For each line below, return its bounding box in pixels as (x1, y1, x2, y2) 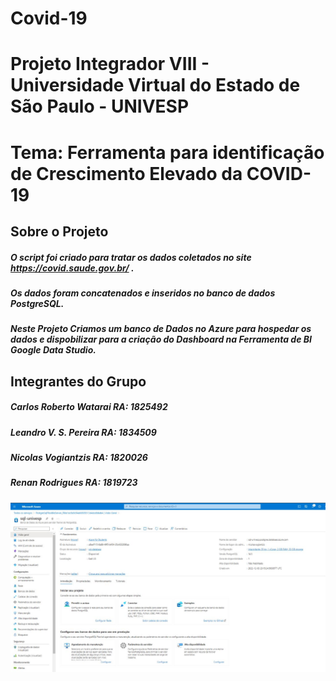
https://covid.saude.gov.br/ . (10, 262, 135, 274)
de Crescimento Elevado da (10, 162, 243, 185)
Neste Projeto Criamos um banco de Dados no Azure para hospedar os (10, 323, 312, 335)
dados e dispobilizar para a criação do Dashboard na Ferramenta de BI (10, 333, 312, 346)
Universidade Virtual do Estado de (10, 74, 301, 97)
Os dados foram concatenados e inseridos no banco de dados (10, 287, 276, 299)
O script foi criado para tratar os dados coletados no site (10, 251, 252, 263)
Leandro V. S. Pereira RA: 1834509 (10, 426, 157, 438)
